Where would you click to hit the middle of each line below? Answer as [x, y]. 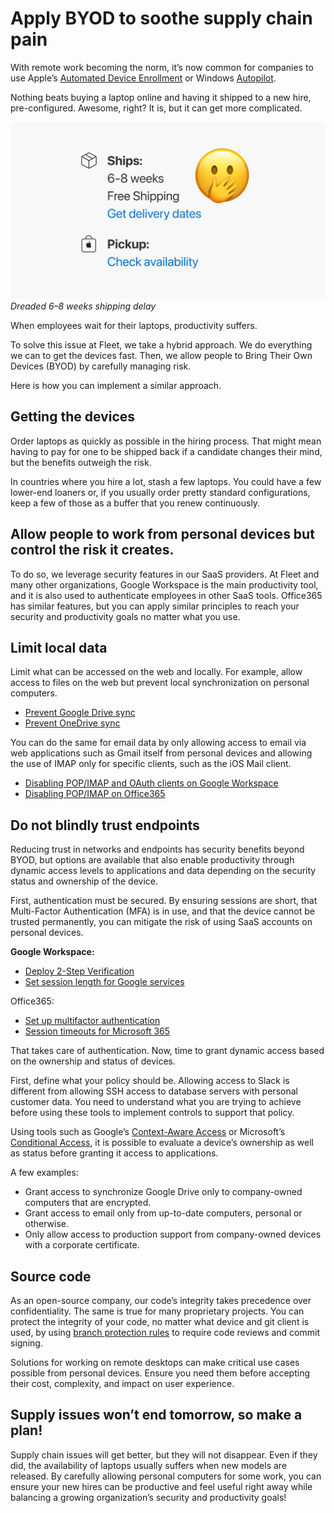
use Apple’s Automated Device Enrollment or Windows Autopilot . [143, 78]
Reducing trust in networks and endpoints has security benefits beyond [157, 849]
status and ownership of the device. [84, 881]
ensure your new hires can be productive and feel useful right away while [161, 1486]
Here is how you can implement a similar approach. [116, 385]
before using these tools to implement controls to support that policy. [152, 1113]
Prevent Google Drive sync [80, 713]
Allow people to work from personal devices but [162, 534]
